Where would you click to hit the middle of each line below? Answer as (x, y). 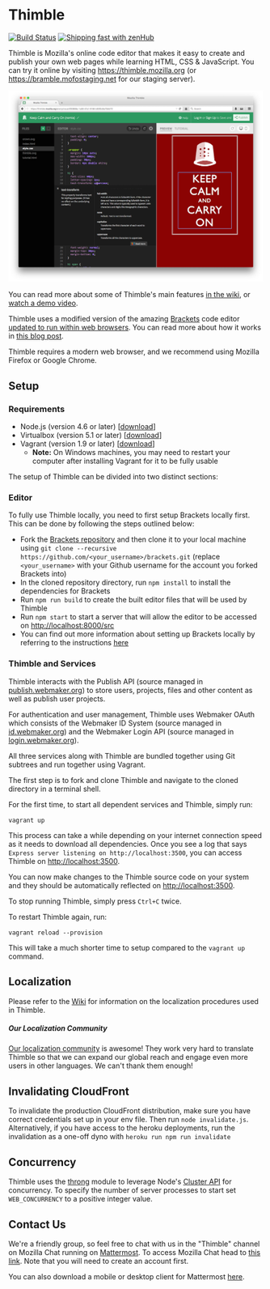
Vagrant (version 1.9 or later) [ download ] (87, 444)
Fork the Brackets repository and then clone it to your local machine (133, 539)
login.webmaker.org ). (44, 740)
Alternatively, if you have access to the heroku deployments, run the (122, 1128)
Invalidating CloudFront (69, 1091)
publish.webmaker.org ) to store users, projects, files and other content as (131, 690)
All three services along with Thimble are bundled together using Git (122, 755)
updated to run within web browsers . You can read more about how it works (135, 328)
